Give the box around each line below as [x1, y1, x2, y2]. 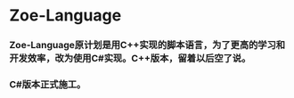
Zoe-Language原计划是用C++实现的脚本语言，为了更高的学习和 [9, 39, 286, 52]
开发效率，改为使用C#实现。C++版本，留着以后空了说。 [9, 53, 251, 65]
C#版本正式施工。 [9, 78, 86, 91]
